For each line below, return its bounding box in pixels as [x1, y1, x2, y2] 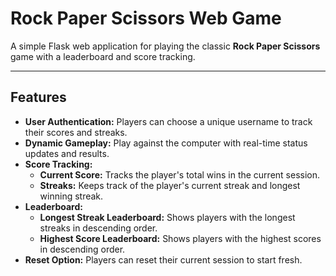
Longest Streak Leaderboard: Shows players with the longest [39, 211, 296, 223]
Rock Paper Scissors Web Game [10, 7, 282, 30]
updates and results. [24, 147, 110, 159]
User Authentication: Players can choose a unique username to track [24, 115, 313, 127]
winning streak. [39, 190, 104, 202]
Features [10, 89, 67, 106]
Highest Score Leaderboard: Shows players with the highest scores [39, 232, 322, 244]
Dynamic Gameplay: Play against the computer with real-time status [24, 137, 308, 149]
